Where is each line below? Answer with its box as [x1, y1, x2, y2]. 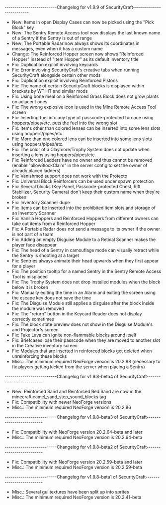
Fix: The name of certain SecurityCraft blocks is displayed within [11, 83, 145, 89]
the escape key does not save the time [11, 295, 91, 301]
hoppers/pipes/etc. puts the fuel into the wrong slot [11, 120, 118, 126]
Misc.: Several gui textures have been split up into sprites [11, 489, 130, 495]
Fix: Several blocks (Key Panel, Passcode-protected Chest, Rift [11, 184, 141, 189]
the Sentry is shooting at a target [11, 252, 80, 258]
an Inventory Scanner [11, 210, 56, 216]
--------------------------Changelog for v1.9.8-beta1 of [4, 474, 118, 480]
